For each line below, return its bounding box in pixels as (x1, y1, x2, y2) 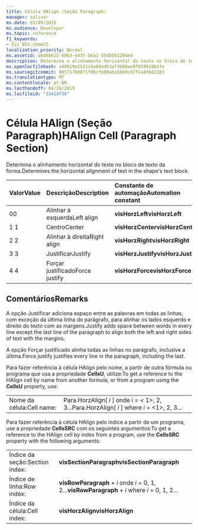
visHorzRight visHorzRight (114, 236, 190, 244)
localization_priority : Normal (6, 47, 83, 53)
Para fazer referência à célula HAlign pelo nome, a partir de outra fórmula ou (6, 364, 192, 371)
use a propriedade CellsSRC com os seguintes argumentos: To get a (6, 424, 171, 431)
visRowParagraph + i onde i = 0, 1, (58, 479, 156, 487)
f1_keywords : (6, 36, 38, 42)
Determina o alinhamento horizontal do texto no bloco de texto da (6, 161, 166, 168)
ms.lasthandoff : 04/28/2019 (6, 86, 75, 91)
